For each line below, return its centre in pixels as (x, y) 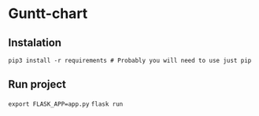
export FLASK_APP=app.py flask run (66, 104)
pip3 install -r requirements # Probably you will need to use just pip (130, 60)
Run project (37, 84)
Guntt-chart (48, 14)
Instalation (35, 43)
